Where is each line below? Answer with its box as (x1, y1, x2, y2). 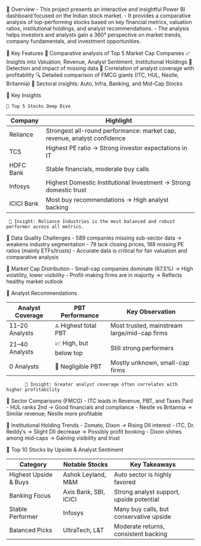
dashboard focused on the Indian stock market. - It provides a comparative (6, 12, 191, 19)
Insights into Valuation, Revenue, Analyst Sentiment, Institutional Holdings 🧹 (6, 58, 193, 65)
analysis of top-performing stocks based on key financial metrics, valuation (6, 19, 193, 25)
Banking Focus (9, 491, 51, 500)
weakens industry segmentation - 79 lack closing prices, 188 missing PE (6, 241, 184, 247)
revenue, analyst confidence (45, 134, 126, 142)
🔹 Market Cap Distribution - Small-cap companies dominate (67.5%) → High (6, 265, 193, 272)
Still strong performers (110, 344, 174, 352)
